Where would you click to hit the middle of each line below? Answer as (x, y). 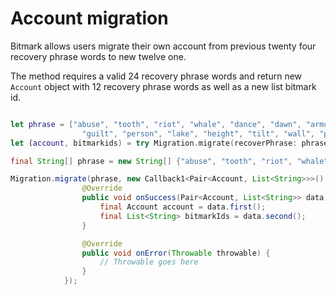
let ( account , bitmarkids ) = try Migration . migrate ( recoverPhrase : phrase (169, 143)
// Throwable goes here (149, 262)
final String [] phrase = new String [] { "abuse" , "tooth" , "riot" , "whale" (169, 161)
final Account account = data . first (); (183, 207)
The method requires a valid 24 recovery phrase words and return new (156, 76)
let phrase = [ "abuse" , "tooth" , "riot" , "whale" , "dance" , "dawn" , (156, 124)
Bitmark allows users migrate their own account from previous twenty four (163, 46)
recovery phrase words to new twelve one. (98, 56)
